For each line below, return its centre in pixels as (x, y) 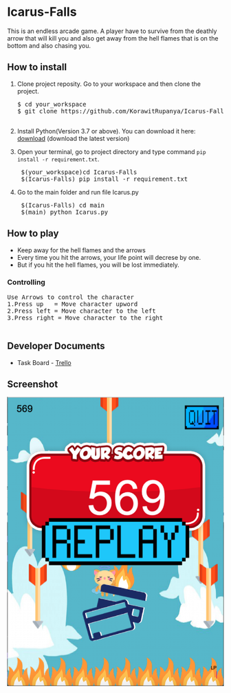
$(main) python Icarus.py (65, 212)
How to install (37, 67)
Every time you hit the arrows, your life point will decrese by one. (109, 257)
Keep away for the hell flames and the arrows (81, 250)
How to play (33, 233)
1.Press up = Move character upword (73, 304)
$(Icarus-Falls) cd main (63, 205)
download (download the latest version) (73, 138)
